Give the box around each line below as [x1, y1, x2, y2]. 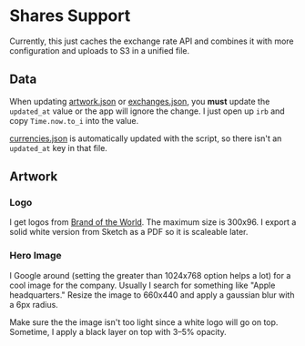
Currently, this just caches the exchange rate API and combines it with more [9, 36, 294, 46]
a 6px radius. [9, 299, 59, 310]
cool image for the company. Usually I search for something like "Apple [9, 280, 276, 290]
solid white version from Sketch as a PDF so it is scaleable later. [9, 227, 249, 238]
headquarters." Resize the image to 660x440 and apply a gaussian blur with [9, 289, 295, 300]
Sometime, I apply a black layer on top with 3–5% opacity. [9, 326, 228, 337]
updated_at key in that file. [9, 142, 107, 153]
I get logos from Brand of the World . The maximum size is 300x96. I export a [9, 217, 297, 228]
